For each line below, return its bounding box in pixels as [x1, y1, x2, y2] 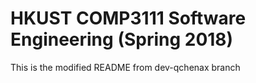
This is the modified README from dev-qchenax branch [10, 61, 241, 73]
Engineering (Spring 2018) [10, 28, 234, 51]
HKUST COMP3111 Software [10, 7, 247, 30]
